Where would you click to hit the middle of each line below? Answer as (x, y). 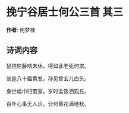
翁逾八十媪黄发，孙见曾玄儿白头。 (48, 79)
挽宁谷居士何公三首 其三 (65, 12)
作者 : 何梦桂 (21, 30)
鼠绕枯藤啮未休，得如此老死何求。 (48, 65)
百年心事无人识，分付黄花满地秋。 (48, 103)
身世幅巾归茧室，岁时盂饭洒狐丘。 (48, 91)
